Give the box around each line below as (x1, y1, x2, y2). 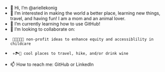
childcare (10, 41, 31, 46)
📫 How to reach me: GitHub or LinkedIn (10, 61, 94, 67)
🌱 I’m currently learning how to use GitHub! (10, 21, 101, 27)
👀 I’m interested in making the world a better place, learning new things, (10, 10, 161, 16)
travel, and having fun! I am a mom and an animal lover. (10, 16, 126, 21)
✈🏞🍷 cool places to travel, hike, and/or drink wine (12, 51, 128, 56)
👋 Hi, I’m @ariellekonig (10, 5, 57, 11)
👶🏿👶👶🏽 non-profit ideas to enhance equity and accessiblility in (12, 37, 154, 42)
